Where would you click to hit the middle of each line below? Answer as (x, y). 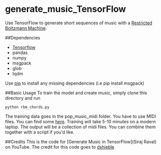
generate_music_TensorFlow (66, 9)
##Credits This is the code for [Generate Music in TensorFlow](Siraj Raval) (81, 142)
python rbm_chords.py (27, 107)
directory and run (23, 98)
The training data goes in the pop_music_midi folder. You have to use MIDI (81, 116)
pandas (20, 52)
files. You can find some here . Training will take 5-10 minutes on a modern (80, 121)
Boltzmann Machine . (26, 28)
